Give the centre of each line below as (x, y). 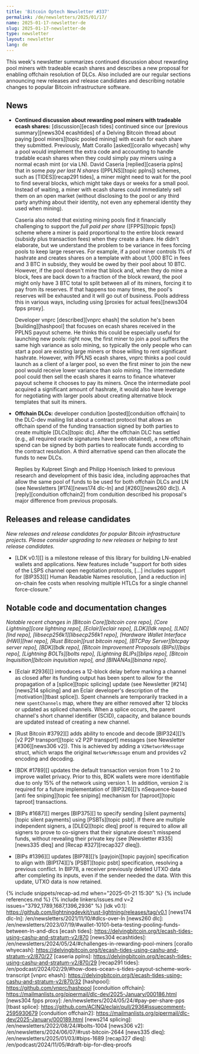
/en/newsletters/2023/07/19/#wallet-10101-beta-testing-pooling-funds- (93, 925)
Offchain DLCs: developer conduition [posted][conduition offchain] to (100, 413)
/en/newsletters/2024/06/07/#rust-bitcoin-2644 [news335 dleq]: (86, 1032)
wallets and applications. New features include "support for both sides (101, 564)
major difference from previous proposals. (66, 500)
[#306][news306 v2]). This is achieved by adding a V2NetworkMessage (99, 746)
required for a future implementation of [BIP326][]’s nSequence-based (101, 789)
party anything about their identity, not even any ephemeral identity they (103, 202)
